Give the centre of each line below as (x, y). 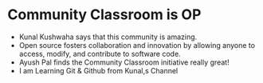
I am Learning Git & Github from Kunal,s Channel (98, 70)
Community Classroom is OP (104, 15)
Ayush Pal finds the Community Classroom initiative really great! (124, 62)
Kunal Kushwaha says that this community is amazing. (108, 37)
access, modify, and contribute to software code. (100, 53)
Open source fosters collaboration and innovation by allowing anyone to (137, 45)
